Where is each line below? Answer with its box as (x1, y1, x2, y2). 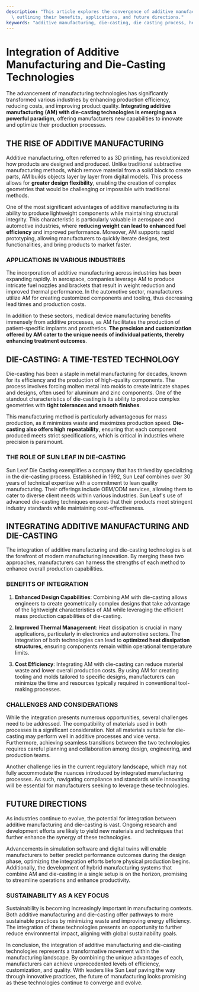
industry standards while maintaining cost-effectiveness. (6, 504, 145, 511)
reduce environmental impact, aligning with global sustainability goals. (6, 930, 178, 937)
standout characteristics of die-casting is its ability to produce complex (6, 395, 180, 402)
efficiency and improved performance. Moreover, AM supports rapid (6, 228, 174, 236)
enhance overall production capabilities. (6, 565, 104, 572)
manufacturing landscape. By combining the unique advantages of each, (6, 954, 184, 961)
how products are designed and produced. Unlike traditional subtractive (6, 160, 182, 168)
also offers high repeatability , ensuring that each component (26, 426, 176, 433)
